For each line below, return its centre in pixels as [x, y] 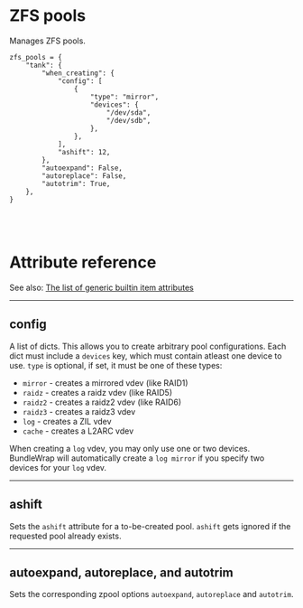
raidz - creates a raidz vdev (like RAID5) [97, 392]
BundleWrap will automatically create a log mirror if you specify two [137, 458]
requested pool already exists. [65, 536]
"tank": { [44, 65]
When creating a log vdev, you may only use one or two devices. [130, 448]
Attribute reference [83, 262]
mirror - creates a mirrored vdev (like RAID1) [105, 383]
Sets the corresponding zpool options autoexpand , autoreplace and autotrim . [151, 594]
